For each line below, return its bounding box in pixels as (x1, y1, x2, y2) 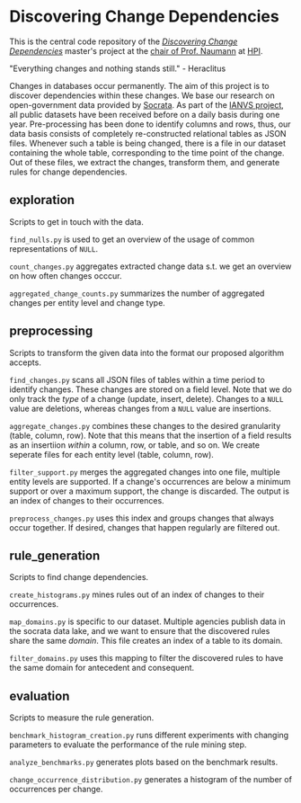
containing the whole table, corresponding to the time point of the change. (9, 147, 285, 158)
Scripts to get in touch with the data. (9, 216, 144, 227)
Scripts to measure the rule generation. (9, 712, 155, 723)
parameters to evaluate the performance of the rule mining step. (9, 739, 247, 750)
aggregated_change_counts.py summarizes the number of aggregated (9, 288, 265, 299)
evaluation (9, 688, 70, 703)
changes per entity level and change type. (9, 297, 166, 308)
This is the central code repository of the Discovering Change (9, 36, 238, 47)
